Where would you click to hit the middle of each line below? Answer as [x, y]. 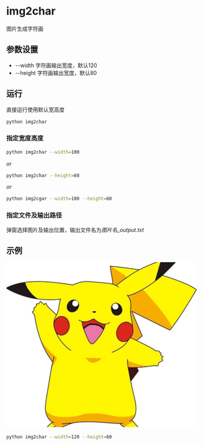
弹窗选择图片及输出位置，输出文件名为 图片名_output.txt [75, 230]
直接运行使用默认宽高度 [35, 110]
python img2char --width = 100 [43, 152]
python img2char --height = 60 [43, 175]
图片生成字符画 [25, 28]
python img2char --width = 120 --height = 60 [59, 437]
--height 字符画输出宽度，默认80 [56, 73]
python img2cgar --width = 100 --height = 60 [59, 199]
